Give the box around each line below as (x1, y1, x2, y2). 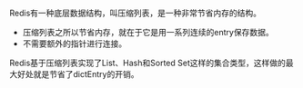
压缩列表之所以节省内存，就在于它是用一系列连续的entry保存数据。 (22, 27, 275, 38)
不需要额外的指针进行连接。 (22, 38, 127, 49)
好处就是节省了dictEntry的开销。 (16, 69, 139, 80)
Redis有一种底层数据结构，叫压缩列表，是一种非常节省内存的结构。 (9, 7, 262, 19)
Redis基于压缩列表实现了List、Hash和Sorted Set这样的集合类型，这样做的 (9, 57, 287, 69)
